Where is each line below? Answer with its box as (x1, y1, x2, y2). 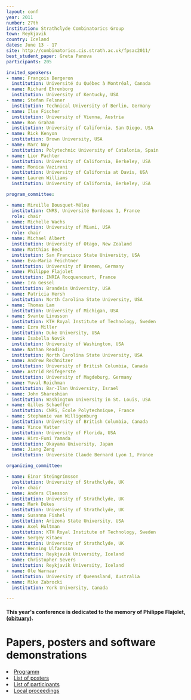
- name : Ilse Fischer (6, 108, 60, 114)
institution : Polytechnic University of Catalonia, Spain (11, 147, 159, 153)
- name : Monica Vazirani (6, 164, 68, 170)
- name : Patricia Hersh (6, 291, 66, 297)
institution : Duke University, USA (11, 330, 100, 336)
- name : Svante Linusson (6, 313, 68, 320)
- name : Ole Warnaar (6, 568, 58, 574)
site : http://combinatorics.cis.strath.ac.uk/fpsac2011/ (6, 48, 151, 54)
